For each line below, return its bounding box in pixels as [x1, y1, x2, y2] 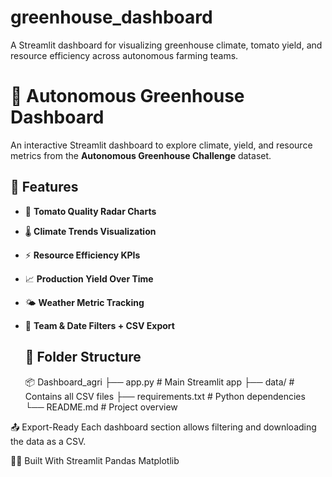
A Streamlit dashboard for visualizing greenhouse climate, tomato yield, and [10, 39, 323, 51]
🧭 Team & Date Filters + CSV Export [24, 319, 175, 331]
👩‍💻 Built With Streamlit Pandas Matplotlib [10, 454, 180, 466]
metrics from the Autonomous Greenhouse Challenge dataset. [10, 149, 272, 161]
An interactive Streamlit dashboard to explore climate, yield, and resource [10, 139, 313, 151]
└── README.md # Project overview [24, 401, 178, 413]
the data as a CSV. [10, 435, 87, 447]
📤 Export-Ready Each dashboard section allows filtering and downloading [10, 421, 317, 433]
